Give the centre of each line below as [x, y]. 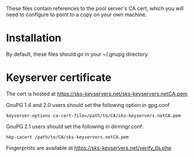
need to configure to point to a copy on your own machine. [77, 15]
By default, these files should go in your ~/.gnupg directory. [77, 54]
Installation [34, 38]
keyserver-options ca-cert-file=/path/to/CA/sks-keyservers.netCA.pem [94, 116]
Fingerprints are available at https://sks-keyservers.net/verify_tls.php [89, 148]
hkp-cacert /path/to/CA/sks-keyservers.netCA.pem [68, 137]
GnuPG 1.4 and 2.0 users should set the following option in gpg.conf [88, 105]
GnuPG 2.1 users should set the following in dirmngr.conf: [75, 126]
